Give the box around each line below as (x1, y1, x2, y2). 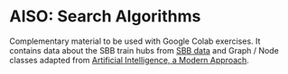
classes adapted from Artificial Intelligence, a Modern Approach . (9, 54, 250, 65)
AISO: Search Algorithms (9, 6, 201, 27)
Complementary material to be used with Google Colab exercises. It (9, 36, 261, 46)
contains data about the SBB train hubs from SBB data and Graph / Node (9, 45, 280, 55)
